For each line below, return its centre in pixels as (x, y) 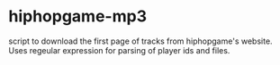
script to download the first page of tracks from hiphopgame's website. (140, 41)
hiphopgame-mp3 (78, 16)
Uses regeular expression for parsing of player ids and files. (119, 50)
